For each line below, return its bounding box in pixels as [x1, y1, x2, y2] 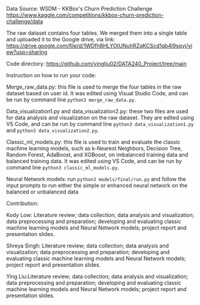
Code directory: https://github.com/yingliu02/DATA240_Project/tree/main [6, 60, 187, 67]
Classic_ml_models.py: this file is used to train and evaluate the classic [6, 138, 181, 146]
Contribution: [6, 200, 39, 207]
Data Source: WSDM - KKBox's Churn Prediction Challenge [6, 5, 153, 12]
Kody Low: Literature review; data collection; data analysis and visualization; [6, 212, 195, 218]
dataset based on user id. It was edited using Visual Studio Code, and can [6, 90, 189, 96]
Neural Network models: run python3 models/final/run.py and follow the [6, 176, 186, 182]
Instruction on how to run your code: [6, 72, 96, 78]
